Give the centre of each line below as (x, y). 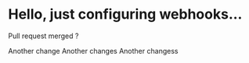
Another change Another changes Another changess (93, 51)
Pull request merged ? (43, 36)
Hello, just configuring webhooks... (125, 14)
